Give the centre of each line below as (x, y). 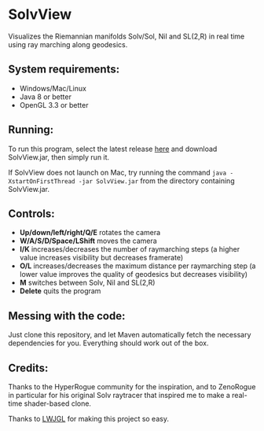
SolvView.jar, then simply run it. (59, 157)
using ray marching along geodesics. (68, 44)
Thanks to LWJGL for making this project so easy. (88, 419)
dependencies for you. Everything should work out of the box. (108, 343)
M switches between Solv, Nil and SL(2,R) (87, 283)
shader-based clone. (58, 403)
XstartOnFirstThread (42, 181)
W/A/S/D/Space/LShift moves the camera (88, 241)
